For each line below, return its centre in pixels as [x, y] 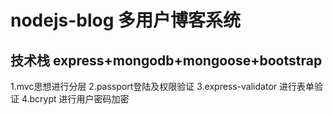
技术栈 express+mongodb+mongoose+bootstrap [166, 60]
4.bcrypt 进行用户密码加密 [75, 99]
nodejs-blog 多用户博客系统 [126, 20]
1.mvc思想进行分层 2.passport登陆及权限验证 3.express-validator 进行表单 [162, 86]
